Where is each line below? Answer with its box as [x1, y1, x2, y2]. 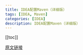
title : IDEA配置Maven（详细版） [5, 7, 67, 12]
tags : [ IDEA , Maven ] [5, 12, 48, 17]
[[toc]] [5, 34, 18, 40]
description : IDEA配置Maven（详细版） [5, 21, 81, 26]
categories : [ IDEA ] [5, 16, 46, 21]
